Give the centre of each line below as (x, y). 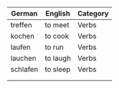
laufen (21, 47)
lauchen (23, 58)
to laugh (58, 58)
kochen (23, 36)
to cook (57, 36)
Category (93, 13)
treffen (21, 25)
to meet (57, 25)
